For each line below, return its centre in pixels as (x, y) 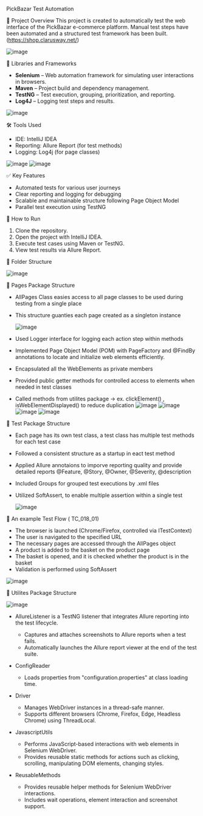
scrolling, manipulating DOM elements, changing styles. (94, 763)
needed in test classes (43, 387)
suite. (31, 654)
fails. (30, 641)
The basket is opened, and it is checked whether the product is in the (102, 556)
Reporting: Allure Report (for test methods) (69, 146)
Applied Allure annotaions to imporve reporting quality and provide (98, 465)
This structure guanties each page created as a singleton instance (98, 315)
